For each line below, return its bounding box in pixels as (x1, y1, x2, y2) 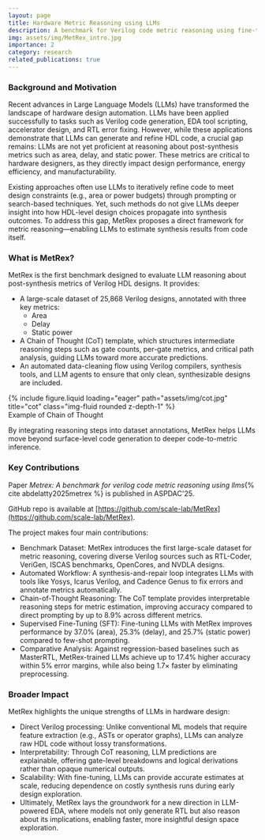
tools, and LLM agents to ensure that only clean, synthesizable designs (19, 369, 251, 380)
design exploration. (19, 789, 83, 799)
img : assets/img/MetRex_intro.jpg (8, 33, 122, 42)
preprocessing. (19, 669, 69, 679)
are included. (19, 378, 63, 388)
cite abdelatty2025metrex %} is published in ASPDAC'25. (8, 488, 195, 498)
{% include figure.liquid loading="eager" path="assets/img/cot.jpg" (8, 393, 228, 403)
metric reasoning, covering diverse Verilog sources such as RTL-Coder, (19, 551, 252, 561)
